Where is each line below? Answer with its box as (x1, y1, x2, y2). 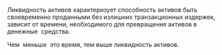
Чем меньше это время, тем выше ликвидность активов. (7, 41, 179, 48)
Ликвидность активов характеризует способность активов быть (7, 6, 198, 14)
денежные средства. (7, 27, 71, 35)
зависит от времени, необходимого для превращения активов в (7, 20, 197, 28)
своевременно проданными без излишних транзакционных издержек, (7, 13, 216, 21)
